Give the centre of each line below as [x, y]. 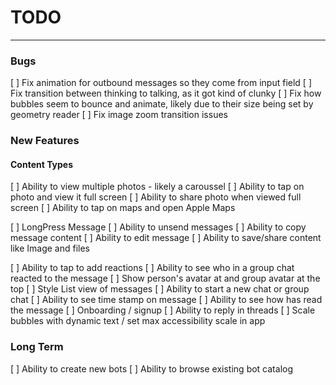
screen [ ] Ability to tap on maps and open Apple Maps [123, 208]
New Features [45, 141]
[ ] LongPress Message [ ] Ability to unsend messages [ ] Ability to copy [158, 227]
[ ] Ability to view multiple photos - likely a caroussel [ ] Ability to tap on [157, 187]
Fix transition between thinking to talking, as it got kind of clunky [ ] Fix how [166, 93]
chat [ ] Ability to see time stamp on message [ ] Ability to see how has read [166, 300]
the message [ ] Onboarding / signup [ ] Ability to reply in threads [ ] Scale [163, 310]
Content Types [42, 164]
